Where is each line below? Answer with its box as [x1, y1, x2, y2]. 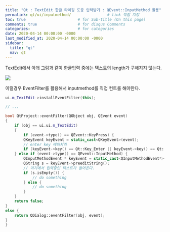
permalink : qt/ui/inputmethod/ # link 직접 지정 [5, 12, 140, 17]
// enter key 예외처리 [23, 142, 67, 147]
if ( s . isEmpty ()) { [23, 170, 65, 176]
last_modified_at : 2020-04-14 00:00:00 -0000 [5, 36, 103, 41]
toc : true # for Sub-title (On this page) [5, 17, 146, 22]
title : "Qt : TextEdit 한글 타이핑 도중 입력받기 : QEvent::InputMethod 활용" [5, 7, 162, 13]
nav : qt [10, 50, 26, 55]
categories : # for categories [5, 26, 114, 32]
